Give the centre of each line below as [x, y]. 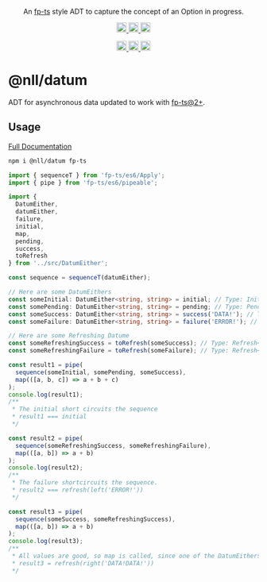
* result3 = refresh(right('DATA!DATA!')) [83, 563]
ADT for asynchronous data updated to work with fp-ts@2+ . [106, 102]
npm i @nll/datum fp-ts [48, 161]
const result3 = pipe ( [46, 511]
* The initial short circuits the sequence [85, 409]
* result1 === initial [49, 417]
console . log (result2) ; [46, 468]
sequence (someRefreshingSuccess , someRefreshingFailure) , [114, 445]
